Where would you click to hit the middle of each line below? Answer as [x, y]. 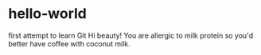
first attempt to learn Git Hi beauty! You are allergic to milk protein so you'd [130, 35]
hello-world [48, 14]
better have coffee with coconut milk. [70, 43]
